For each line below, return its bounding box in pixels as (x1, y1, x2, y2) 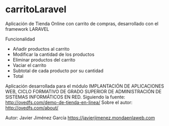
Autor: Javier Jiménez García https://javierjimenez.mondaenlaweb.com (5, 114, 155, 121)
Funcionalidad (5, 36, 35, 42)
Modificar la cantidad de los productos (12, 51, 95, 57)
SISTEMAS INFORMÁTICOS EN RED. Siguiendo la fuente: (5, 94, 125, 100)
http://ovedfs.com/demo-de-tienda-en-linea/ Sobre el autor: (5, 99, 133, 106)
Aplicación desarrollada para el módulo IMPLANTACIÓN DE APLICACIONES (5, 83, 164, 89)
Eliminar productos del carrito (12, 56, 76, 62)
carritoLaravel (5, 4, 67, 15)
